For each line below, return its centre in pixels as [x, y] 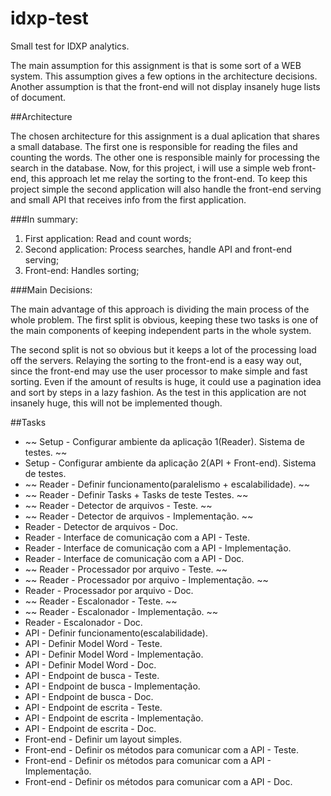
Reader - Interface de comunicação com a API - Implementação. [158, 548]
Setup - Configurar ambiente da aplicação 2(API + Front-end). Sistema [170, 463]
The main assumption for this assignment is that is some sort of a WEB [156, 65]
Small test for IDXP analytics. [70, 46]
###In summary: [44, 219]
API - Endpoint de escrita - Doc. [90, 728]
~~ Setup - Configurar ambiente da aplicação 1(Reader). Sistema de [164, 441]
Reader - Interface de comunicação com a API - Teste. [137, 537]
